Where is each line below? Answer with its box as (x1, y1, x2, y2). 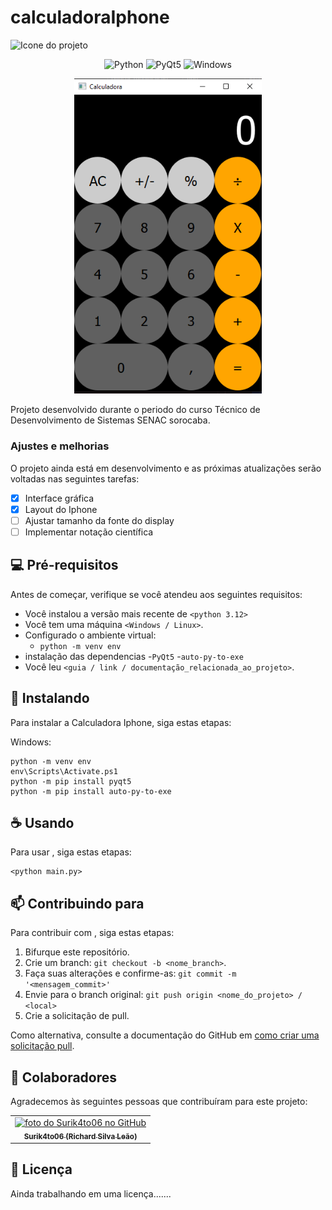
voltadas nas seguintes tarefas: (10, 472, 140, 485)
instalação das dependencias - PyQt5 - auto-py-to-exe (24, 650, 244, 662)
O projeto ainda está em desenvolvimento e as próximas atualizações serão (10, 462, 322, 474)
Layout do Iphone (24, 503, 98, 515)
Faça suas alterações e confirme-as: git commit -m (24, 967, 237, 980)
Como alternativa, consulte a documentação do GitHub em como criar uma (10, 1029, 320, 1041)
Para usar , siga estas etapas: (10, 846, 132, 858)
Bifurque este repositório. (24, 946, 130, 958)
